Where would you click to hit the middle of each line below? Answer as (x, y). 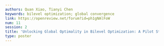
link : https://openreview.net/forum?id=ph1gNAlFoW (58, 18)
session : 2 (16, 27)
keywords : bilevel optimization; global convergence (60, 14)
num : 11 (13, 23)
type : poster (18, 36)
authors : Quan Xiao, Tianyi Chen (39, 9)
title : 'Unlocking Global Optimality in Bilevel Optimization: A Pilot (79, 32)
